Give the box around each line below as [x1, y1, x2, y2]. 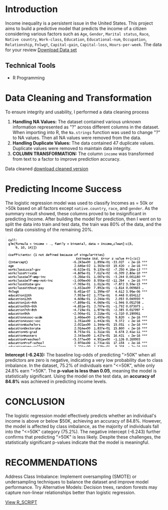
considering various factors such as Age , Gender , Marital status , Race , [5, 31, 150, 37]
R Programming [12, 74, 45, 81]
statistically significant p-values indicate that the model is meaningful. [5, 439, 149, 445]
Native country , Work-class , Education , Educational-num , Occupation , [5, 36, 147, 42]
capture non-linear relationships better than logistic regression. [5, 489, 136, 495]
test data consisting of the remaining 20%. [5, 226, 93, 232]
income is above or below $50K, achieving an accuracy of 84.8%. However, [5, 418, 162, 424]
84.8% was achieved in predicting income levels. [5, 378, 107, 385]
